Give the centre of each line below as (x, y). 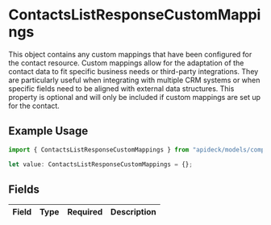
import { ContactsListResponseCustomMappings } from (99, 150)
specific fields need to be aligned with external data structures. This (121, 88)
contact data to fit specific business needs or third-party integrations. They (133, 71)
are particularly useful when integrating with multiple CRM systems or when (134, 80)
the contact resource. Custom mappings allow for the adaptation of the (126, 63)
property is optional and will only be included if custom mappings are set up (134, 97)
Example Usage (48, 131)
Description (133, 212)
